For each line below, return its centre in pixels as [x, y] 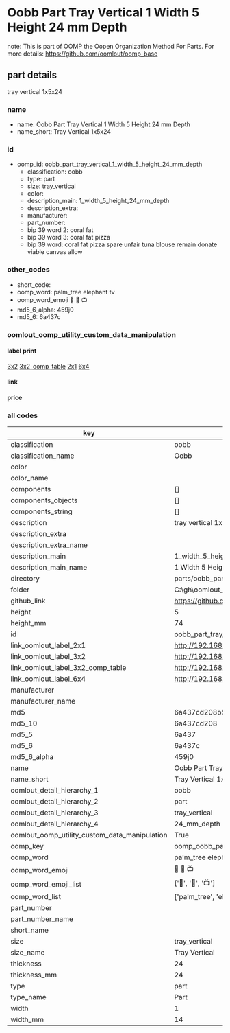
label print [22, 351]
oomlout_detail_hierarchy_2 [54, 802]
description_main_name [49, 568]
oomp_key [27, 846]
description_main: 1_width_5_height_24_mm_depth [98, 201]
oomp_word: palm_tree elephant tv [66, 292]
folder [20, 590]
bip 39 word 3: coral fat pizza [69, 237]
